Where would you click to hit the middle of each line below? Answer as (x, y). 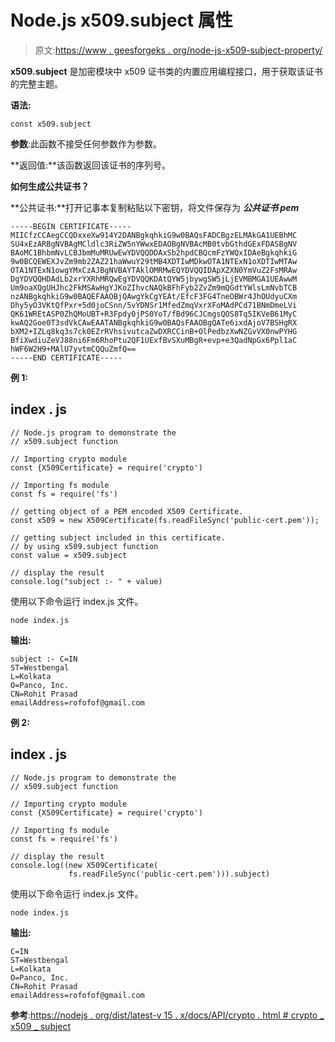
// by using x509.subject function (84, 546)
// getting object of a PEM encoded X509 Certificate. (127, 511)
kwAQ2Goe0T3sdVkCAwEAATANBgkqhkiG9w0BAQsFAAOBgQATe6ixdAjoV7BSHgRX (154, 322)
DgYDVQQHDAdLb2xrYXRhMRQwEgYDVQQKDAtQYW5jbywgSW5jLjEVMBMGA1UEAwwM (154, 279)
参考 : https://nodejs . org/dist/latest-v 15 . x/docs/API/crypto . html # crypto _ (167, 1015)
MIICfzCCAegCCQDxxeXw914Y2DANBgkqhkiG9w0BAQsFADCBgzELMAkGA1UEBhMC (154, 235)
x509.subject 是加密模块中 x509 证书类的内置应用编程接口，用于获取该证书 (166, 71)
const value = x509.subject (69, 555)
